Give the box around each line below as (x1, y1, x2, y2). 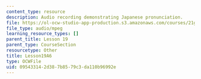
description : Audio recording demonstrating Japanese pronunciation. (6, 14, 184, 20)
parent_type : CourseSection (6, 42, 77, 48)
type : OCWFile (6, 58, 42, 64)
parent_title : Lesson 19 (6, 36, 68, 42)
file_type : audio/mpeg (6, 25, 63, 31)
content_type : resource (6, 8, 66, 15)
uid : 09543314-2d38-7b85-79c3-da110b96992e (6, 64, 117, 70)
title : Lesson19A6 (6, 53, 52, 59)
